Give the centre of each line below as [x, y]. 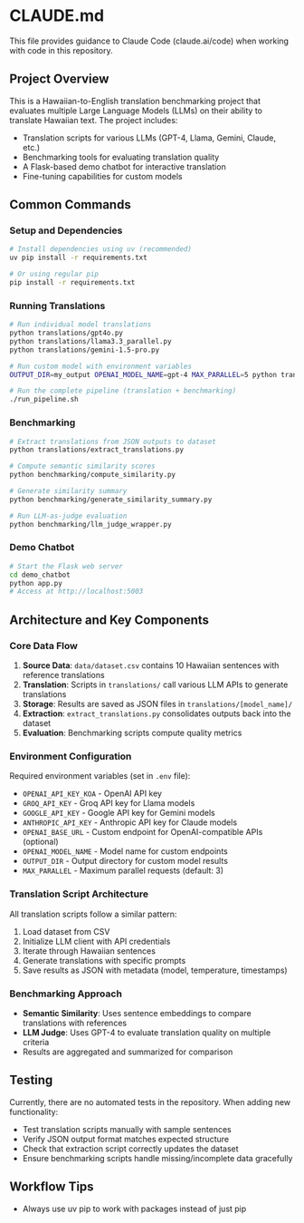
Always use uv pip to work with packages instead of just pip [134, 1208]
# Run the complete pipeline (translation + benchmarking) [123, 391]
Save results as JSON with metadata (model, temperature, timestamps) [155, 970]
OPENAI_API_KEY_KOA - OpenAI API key [92, 793]
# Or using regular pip [54, 274]
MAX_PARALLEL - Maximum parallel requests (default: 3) [123, 870]
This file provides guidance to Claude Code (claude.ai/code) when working [149, 41]
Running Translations [57, 306]
